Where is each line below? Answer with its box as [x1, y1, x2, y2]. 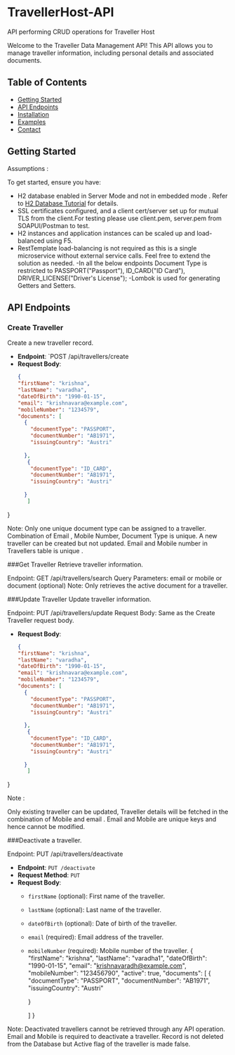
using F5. [46, 236, 73, 245]
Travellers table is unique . [7, 546, 83, 555]
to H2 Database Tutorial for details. [17, 198, 119, 208]
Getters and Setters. [17, 281, 76, 289]
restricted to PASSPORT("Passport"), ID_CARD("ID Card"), [17, 266, 186, 274]
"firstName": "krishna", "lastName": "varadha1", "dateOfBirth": [27, 954, 208, 963]
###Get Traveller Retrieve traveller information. [7, 560, 144, 569]
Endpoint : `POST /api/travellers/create [17, 353, 129, 361]
